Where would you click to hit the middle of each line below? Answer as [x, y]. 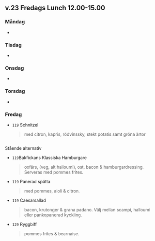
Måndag [15, 22]
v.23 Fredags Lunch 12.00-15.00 [55, 8]
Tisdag [13, 45]
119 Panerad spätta [31, 182]
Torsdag [15, 91]
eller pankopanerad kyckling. [53, 215]
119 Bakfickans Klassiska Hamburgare [49, 158]
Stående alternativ [23, 148]
